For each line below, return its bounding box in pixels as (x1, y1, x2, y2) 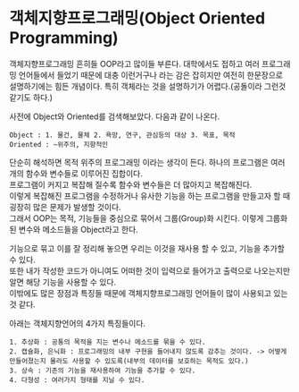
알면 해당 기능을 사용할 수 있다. (9, 277, 117, 287)
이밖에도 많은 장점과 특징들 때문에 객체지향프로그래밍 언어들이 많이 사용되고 (9, 287, 272, 298)
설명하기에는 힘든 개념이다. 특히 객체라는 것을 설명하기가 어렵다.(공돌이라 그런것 (9, 81, 287, 91)
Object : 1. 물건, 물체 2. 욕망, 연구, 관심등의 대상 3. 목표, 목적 (9, 131, 236, 140)
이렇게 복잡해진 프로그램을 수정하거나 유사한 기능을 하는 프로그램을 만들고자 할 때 (9, 190, 291, 201)
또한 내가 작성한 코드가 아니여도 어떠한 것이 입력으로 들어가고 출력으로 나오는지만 (9, 265, 291, 276)
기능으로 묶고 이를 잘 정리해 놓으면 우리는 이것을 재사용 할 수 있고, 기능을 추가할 (9, 243, 286, 253)
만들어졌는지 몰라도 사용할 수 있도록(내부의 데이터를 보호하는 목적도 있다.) (9, 356, 249, 365)
